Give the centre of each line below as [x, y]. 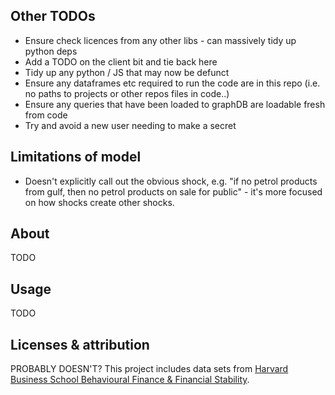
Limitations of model [76, 157]
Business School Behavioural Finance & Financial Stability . [130, 380]
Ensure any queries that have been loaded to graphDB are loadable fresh [175, 104]
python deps [51, 51]
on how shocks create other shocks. [99, 202]
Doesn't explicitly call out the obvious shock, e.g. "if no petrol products [171, 181]
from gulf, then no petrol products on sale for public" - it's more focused [173, 191]
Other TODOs [53, 16]
